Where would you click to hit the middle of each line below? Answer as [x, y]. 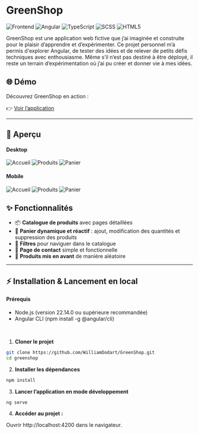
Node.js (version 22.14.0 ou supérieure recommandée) [81, 312]
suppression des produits [46, 237]
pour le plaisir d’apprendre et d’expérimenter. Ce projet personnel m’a [91, 44]
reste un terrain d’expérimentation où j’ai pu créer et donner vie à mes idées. [99, 63]
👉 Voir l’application [30, 108]
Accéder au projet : [39, 414]
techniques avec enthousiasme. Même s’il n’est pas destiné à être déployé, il [99, 57]
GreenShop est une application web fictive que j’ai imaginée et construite [95, 38]
